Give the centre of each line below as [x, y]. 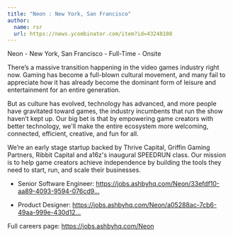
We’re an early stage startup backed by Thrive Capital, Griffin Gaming [109, 148]
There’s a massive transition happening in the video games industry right [113, 67]
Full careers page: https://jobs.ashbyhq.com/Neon [81, 226]
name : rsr [28, 27]
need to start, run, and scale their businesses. [74, 170]
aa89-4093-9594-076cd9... [59, 191]
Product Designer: [44, 205]
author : [19, 21]
